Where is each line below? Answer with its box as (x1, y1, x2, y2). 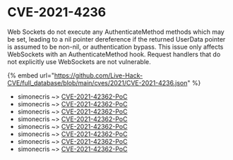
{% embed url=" (7, 71, 55, 80)
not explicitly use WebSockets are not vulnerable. (7, 57, 151, 66)
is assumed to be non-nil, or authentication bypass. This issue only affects (7, 42, 224, 51)
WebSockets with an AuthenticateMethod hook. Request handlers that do (7, 50, 221, 59)
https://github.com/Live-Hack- (54, 71, 143, 80)
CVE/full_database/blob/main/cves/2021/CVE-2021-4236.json (7, 78, 188, 87)
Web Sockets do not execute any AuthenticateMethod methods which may (7, 27, 225, 36)
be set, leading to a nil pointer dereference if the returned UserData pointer (7, 35, 226, 43)
